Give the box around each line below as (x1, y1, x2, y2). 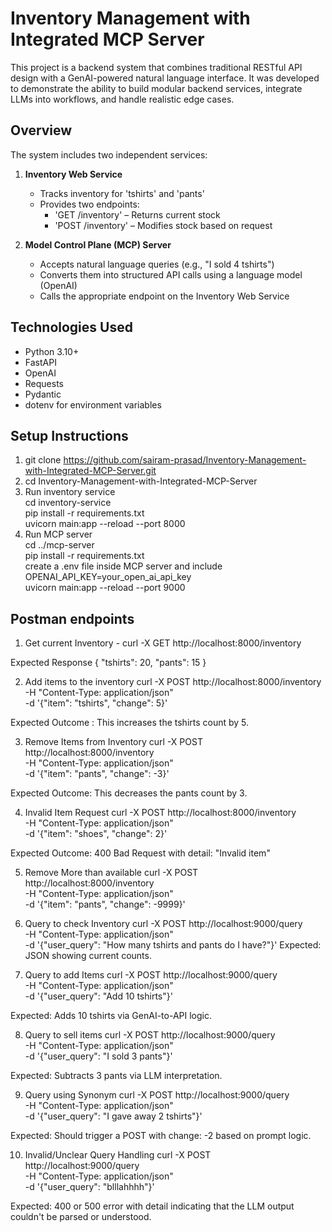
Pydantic (24, 388, 62, 400)
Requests (24, 377, 64, 389)
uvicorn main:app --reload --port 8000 (24, 518, 186, 530)
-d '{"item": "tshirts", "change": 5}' (24, 697, 168, 709)
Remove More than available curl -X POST (24, 867, 199, 879)
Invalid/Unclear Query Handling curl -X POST (24, 1149, 212, 1161)
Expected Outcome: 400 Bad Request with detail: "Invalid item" (10, 847, 271, 859)
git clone (24, 454, 62, 466)
